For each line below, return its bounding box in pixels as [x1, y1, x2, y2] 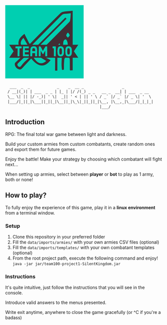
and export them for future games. [5, 146, 77, 152]
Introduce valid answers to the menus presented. [5, 299, 107, 306]
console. [5, 290, 24, 296]
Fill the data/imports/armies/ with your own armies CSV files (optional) [12, 239, 159, 245]
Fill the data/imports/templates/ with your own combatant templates [12, 244, 154, 251]
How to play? [5, 191, 47, 200]
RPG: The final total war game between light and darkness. [5, 131, 127, 137]
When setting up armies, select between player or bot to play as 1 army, [5, 171, 154, 177]
